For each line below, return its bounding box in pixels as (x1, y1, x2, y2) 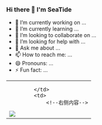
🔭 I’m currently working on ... (14, 19, 86, 26)
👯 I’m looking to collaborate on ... (14, 32, 97, 39)
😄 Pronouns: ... (14, 60, 54, 67)
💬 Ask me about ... (14, 44, 61, 51)
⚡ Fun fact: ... (14, 66, 48, 74)
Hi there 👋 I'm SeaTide (6, 5, 72, 14)
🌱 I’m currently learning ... (14, 25, 79, 32)
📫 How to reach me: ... (14, 51, 73, 59)
